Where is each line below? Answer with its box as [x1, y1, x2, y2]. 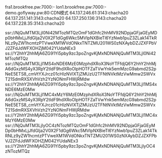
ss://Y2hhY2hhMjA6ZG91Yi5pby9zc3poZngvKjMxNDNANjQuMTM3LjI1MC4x [5, 112, 158, 118]
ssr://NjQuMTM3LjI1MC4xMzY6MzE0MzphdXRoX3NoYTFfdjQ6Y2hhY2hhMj [5, 92, 157, 97]
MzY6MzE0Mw [5, 117, 36, 123]
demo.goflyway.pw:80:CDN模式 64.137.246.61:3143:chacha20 [5, 10, 129, 16]
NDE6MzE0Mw [5, 87, 35, 92]
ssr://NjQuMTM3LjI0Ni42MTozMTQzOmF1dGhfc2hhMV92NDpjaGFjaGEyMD [5, 30, 158, 35]
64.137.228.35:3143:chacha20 [5, 20, 65, 26]
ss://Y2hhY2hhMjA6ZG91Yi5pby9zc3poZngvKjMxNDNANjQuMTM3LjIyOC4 [5, 143, 156, 149]
